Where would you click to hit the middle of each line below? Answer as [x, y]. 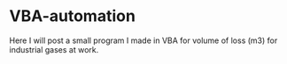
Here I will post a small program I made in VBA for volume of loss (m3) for [143, 40]
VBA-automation [72, 16]
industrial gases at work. [54, 49]
